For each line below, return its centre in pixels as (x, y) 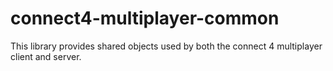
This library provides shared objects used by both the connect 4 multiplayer (166, 46)
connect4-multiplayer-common (145, 18)
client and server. (46, 56)
